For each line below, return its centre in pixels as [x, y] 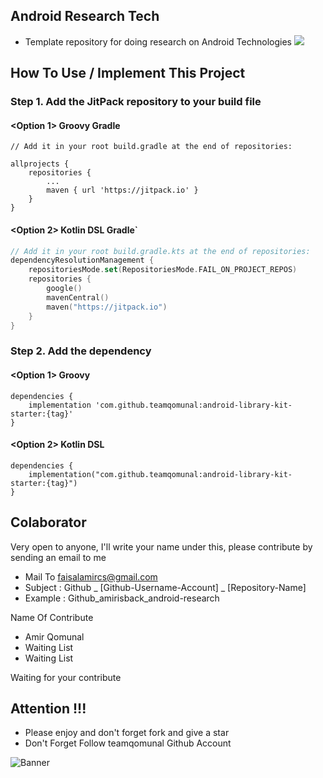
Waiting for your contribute [66, 677]
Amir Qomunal [54, 636]
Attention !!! [48, 708]
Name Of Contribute [52, 617]
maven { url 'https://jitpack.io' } [122, 190]
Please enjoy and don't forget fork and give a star [127, 733]
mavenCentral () [78, 297]
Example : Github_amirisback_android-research [122, 598]
